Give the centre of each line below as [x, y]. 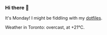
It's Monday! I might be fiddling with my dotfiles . [54, 18]
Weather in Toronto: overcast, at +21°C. [45, 27]
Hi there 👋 [17, 8]
